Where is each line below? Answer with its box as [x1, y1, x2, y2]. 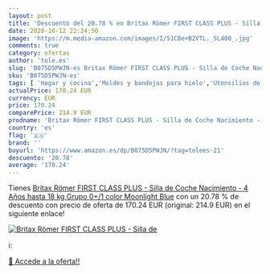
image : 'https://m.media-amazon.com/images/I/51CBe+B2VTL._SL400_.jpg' [8, 34, 253, 43]
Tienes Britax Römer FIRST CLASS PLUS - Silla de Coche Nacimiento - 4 [8, 183, 249, 193]
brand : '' [8, 138, 42, 147]
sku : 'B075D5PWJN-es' [8, 72, 81, 80]
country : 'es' [8, 124, 56, 132]
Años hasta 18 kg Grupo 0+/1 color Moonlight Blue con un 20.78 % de [8, 192, 239, 202]
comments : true [8, 42, 59, 50]
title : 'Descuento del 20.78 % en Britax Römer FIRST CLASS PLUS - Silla [8, 19, 261, 27]
